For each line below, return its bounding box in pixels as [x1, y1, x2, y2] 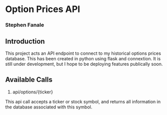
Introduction [5, 37, 45, 46]
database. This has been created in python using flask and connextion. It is [5, 55, 161, 61]
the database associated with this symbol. [5, 104, 93, 110]
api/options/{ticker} [12, 89, 53, 95]
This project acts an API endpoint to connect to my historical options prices [5, 50, 161, 56]
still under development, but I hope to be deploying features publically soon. [5, 61, 163, 67]
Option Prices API [5, 4, 80, 15]
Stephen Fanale [5, 22, 44, 29]
